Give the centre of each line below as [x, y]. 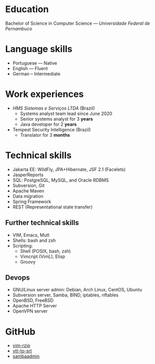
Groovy [28, 262]
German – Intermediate [36, 74]
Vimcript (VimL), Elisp [43, 256]
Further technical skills [42, 223]
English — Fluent [30, 68]
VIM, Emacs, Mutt [31, 235]
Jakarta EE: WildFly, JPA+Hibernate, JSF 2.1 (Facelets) [69, 169]
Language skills [39, 49]
